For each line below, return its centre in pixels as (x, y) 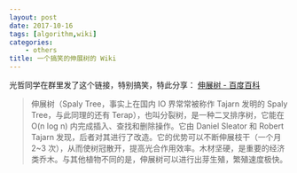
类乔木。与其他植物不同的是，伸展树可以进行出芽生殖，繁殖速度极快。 (159, 159)
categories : (31, 42)
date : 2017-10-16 (41, 26)
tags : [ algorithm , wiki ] (53, 34)
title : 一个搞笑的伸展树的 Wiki (63, 59)
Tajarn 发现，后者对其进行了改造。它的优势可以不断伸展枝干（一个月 (156, 137)
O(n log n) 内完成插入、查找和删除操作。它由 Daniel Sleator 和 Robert (157, 126)
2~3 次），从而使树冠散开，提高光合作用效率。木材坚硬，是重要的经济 (158, 148)
